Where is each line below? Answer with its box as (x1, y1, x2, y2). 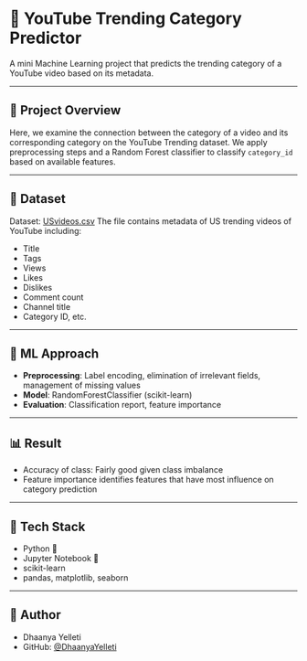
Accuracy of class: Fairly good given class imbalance (22, 464, 224, 475)
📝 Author (9, 607, 61, 623)
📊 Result (9, 435, 62, 451)
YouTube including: (9, 225, 82, 236)
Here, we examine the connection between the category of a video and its (9, 127, 289, 138)
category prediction (22, 484, 98, 495)
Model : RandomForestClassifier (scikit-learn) (22, 389, 193, 400)
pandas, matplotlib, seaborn (22, 572, 129, 583)
